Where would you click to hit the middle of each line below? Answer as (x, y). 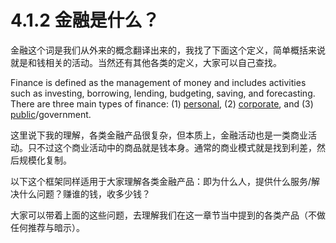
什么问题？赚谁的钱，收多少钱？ (84, 193)
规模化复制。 (45, 160)
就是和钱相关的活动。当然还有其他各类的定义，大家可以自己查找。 (146, 62)
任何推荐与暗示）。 (47, 227)
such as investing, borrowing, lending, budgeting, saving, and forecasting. (163, 93)
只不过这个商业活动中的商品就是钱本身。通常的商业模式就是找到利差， (172, 147)
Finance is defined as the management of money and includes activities (158, 82)
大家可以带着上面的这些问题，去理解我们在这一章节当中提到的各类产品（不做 (168, 215)
